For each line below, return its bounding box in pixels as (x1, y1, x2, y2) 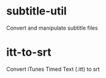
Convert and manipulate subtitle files (6, 24, 98, 31)
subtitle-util (6, 4, 67, 18)
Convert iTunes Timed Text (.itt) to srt (6, 65, 100, 73)
